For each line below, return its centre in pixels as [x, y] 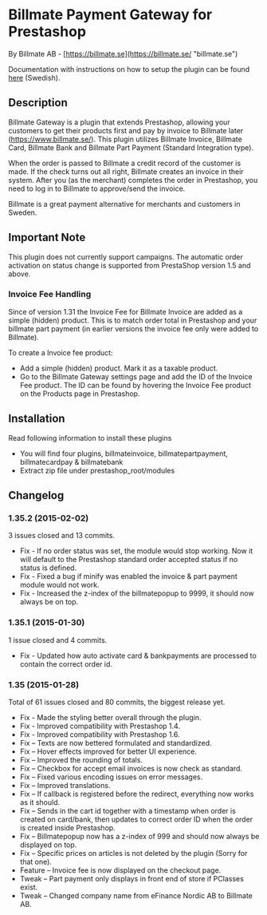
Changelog [36, 495]
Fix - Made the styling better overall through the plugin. [110, 717]
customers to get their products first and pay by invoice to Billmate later [126, 130]
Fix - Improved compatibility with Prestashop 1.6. [100, 734]
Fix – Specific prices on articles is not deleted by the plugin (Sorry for [133, 853]
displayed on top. [48, 845]
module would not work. [59, 585]
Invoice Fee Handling [50, 295]
